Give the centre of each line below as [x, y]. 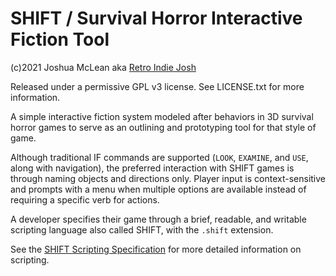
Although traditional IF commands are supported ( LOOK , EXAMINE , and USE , [159, 157]
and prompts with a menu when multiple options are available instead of [158, 189]
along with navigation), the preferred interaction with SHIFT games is [152, 168]
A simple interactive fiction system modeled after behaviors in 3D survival [162, 116]
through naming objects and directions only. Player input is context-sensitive [168, 178]
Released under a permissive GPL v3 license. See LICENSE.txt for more [157, 86]
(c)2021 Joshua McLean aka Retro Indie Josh [103, 67]
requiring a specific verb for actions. [85, 199]
